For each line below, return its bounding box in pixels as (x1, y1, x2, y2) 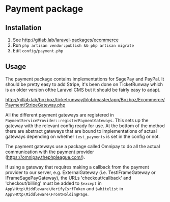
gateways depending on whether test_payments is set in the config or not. (5, 133, 160, 139)
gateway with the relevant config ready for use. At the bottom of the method (5, 123, 165, 129)
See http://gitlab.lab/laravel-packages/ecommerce (12, 37, 119, 43)
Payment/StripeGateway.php (5, 102, 66, 108)
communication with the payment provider (5, 149, 94, 155)
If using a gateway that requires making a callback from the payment (5, 164, 149, 170)
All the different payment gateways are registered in (5, 111, 114, 118)
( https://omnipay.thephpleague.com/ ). (5, 154, 86, 160)
